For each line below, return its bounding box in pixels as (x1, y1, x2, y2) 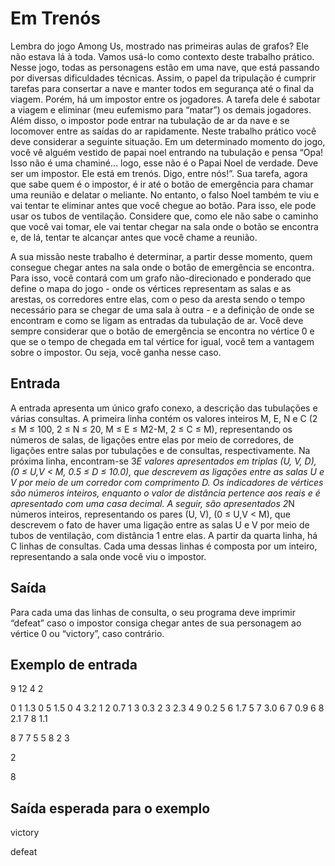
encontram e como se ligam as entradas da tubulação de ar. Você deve (10, 314, 304, 326)
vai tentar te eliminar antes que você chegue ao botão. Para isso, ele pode (10, 199, 317, 211)
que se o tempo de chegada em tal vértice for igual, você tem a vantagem (10, 335, 315, 347)
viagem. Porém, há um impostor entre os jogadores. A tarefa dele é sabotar (10, 93, 321, 105)
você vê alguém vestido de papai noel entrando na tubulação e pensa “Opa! (10, 146, 324, 158)
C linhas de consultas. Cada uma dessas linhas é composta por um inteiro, (10, 540, 318, 552)
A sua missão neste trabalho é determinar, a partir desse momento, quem (10, 250, 313, 262)
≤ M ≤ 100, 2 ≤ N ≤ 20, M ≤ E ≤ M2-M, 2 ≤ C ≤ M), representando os (10, 423, 293, 435)
